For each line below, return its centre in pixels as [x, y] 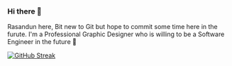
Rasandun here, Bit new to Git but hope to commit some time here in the [112, 27]
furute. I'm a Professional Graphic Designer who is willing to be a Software [116, 34]
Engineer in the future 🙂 [42, 42]
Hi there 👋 [25, 11]
